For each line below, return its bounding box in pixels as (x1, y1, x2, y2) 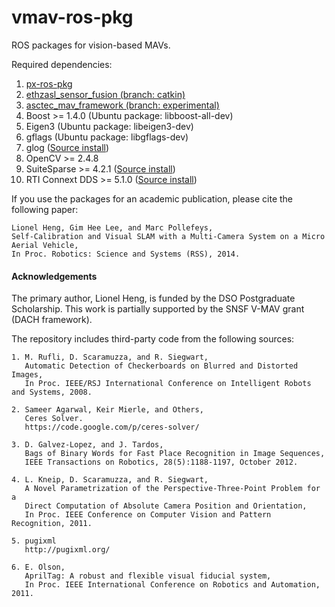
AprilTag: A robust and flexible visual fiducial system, (24, 571, 272, 581)
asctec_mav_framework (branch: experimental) (25, 99, 220, 111)
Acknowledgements (11, 270, 98, 282)
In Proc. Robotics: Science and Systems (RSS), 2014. (11, 249, 241, 259)
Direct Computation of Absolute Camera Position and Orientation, (24, 501, 308, 511)
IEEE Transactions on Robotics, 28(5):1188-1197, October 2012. (24, 457, 299, 468)
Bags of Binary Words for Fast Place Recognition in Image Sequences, (24, 449, 326, 459)
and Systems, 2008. (11, 387, 93, 398)
